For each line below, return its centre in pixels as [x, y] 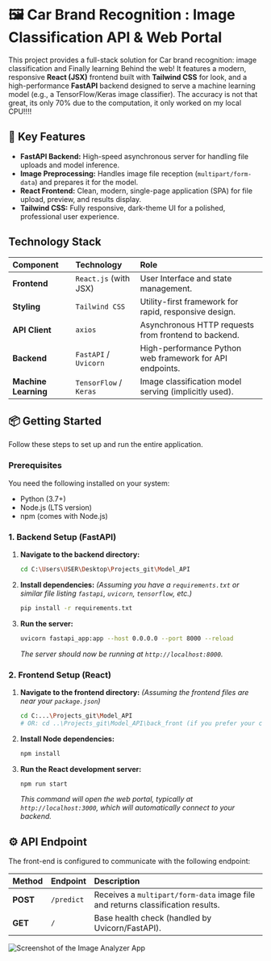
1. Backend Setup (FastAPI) [63, 537]
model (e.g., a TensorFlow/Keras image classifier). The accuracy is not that [133, 94]
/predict [68, 900]
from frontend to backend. [190, 335]
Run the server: [47, 623]
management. [166, 289]
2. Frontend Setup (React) [60, 675]
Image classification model [191, 381]
